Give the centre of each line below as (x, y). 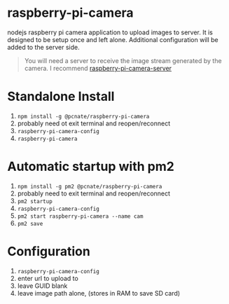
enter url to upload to (48, 278)
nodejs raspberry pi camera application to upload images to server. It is (110, 32)
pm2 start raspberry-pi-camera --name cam (80, 216)
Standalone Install (61, 97)
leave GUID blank (42, 286)
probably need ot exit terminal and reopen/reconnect (93, 123)
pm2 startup (35, 201)
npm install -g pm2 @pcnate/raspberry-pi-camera (90, 186)
